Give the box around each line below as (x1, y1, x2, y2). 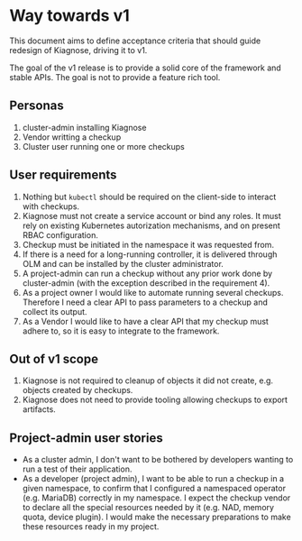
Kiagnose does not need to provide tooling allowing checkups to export (22, 394, 288, 406)
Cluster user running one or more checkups (22, 141, 185, 151)
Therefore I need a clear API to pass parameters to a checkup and (22, 297, 269, 307)
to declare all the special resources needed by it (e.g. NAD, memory (22, 502, 275, 513)
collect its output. (22, 306, 87, 316)
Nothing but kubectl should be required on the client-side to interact (22, 191, 277, 202)
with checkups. (22, 200, 79, 212)
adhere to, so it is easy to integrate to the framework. (22, 326, 220, 336)
